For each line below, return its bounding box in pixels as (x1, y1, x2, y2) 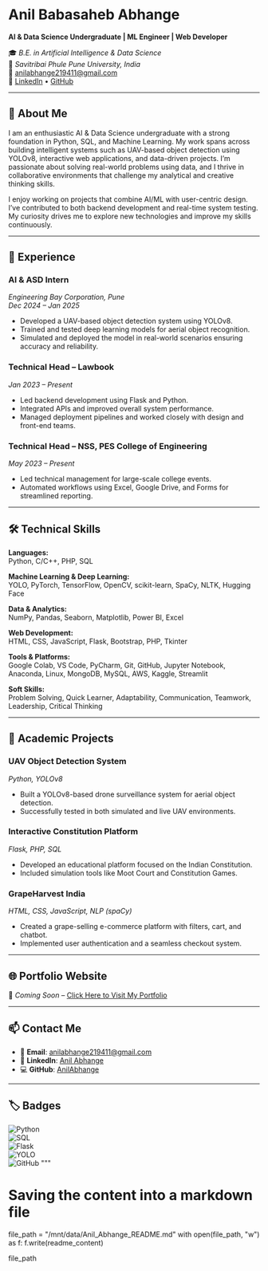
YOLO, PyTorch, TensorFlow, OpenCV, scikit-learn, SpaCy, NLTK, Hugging (8, 580, 251, 589)
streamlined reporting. (19, 491, 93, 501)
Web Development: (8, 628, 73, 637)
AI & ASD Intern (8, 274, 69, 285)
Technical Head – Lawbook (8, 361, 114, 372)
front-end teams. (19, 420, 76, 430)
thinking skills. (8, 179, 56, 188)
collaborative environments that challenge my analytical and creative (8, 170, 234, 180)
